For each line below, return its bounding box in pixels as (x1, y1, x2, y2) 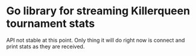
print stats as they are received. (6, 43, 85, 50)
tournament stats (6, 17, 95, 30)
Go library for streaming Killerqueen (6, 4, 191, 18)
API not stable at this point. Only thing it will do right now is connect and (6, 36, 185, 43)
